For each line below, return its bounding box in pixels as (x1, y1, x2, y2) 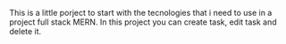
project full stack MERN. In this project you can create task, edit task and (9, 17, 277, 27)
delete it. (9, 26, 42, 36)
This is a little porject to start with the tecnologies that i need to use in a (9, 8, 273, 18)
